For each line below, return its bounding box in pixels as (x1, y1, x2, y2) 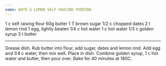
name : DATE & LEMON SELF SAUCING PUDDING (5, 7, 92, 12)
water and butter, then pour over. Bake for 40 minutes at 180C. (5, 55, 132, 61)
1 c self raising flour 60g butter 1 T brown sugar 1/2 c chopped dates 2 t (5, 21, 151, 26)
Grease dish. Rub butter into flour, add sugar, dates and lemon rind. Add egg (5, 45, 161, 51)
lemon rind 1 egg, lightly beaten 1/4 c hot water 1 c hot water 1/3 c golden (5, 25, 154, 32)
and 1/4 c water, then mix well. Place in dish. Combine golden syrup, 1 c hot (5, 50, 159, 56)
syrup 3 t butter (5, 31, 37, 37)
